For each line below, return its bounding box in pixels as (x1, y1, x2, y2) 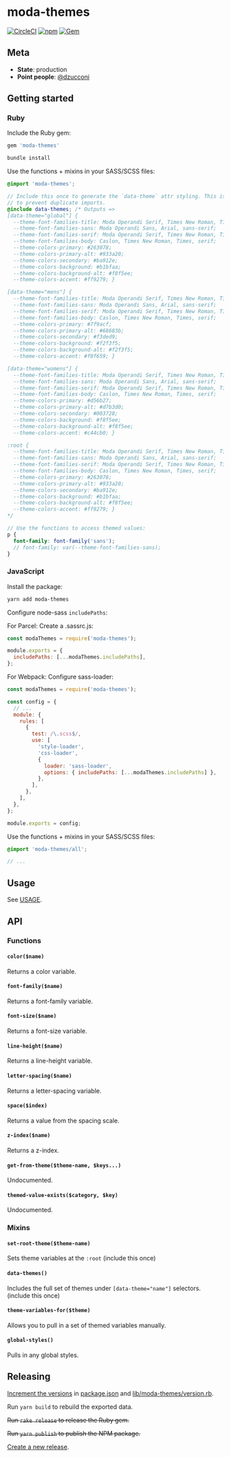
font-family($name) (7, 983, 63, 990)
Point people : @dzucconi (16, 72, 90, 81)
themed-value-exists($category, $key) (7, 1192, 118, 1198)
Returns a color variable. (7, 967, 77, 976)
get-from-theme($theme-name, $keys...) (7, 1162, 122, 1169)
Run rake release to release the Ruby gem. (7, 1416, 129, 1424)
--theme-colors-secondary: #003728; (13, 410, 118, 417)
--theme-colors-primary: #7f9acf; (13, 321, 112, 328)
